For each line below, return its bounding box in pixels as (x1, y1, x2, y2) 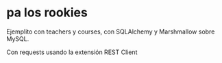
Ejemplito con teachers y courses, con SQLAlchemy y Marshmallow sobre (6, 27, 215, 36)
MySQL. (6, 34, 29, 42)
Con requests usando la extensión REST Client (6, 48, 138, 56)
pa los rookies (6, 5, 88, 21)
